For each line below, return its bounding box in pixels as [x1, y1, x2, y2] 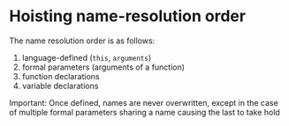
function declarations [21, 70, 100, 81]
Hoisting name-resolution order [9, 6, 246, 26]
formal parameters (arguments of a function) [21, 62, 186, 72]
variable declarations [21, 80, 99, 91]
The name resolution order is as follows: [9, 35, 156, 46]
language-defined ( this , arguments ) [21, 52, 152, 63]
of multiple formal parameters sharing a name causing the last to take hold [9, 107, 280, 117]
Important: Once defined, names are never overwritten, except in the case [9, 97, 278, 107]
